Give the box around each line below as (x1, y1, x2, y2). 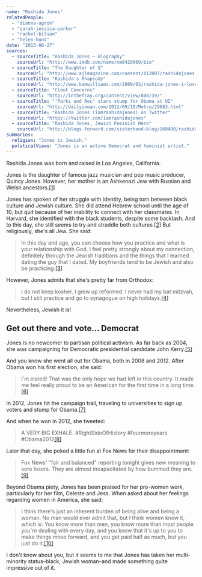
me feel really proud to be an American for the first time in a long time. (20, 382, 195, 389)
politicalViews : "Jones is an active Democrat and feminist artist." (11, 142, 189, 149)
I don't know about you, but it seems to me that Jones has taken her (6, 551, 175, 559)
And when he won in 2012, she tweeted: (6, 418, 106, 425)
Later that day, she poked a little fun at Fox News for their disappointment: (6, 447, 190, 454)
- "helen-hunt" (11, 37, 50, 43)
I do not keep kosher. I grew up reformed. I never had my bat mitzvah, (20, 288, 194, 295)
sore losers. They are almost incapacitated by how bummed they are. (20, 465, 193, 472)
